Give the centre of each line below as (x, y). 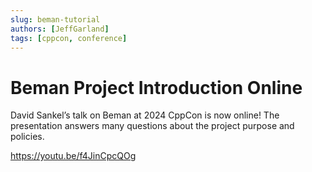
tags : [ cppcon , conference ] (69, 38)
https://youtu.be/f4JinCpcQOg (73, 156)
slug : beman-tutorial (55, 19)
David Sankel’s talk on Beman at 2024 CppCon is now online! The (145, 115)
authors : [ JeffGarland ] (60, 29)
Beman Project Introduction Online (156, 87)
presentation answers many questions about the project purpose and (152, 126)
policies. (27, 137)
